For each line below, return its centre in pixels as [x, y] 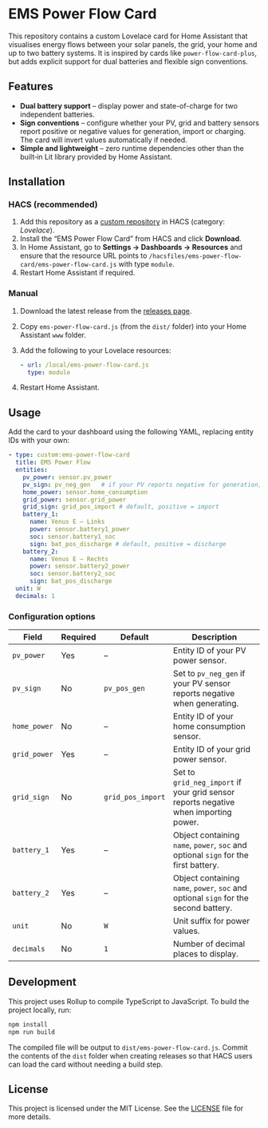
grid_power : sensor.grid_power [75, 500]
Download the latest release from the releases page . [106, 311]
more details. [30, 1117]
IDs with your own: [39, 441]
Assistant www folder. [53, 334]
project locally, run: [40, 1010]
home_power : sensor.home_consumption [85, 492]
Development [43, 982]
